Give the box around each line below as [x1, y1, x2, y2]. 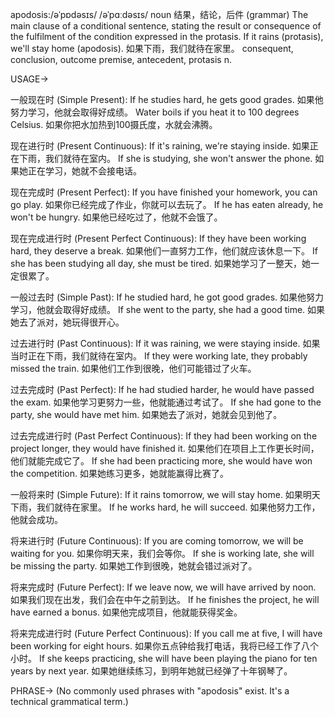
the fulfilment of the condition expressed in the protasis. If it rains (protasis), [10, 31, 324, 42]
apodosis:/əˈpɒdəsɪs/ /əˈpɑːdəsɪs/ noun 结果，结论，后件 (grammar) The [10, 9, 309, 20]
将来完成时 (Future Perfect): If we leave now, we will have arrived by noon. [10, 581, 317, 593]
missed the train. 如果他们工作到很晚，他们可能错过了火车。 [10, 363, 257, 374]
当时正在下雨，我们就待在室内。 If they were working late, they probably [10, 350, 308, 362]
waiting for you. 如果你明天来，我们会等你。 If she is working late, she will [10, 548, 315, 559]
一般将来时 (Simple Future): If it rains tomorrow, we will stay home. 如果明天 [10, 489, 321, 500]
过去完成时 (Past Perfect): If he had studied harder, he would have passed [10, 384, 315, 395]
